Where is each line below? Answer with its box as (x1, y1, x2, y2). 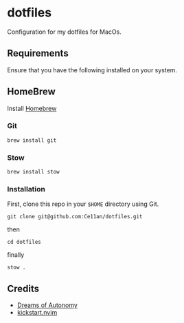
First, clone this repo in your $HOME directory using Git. (7, 200, 159, 208)
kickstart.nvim (16, 309, 58, 317)
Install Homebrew (7, 104, 57, 112)
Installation (7, 185, 46, 194)
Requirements (7, 48, 69, 59)
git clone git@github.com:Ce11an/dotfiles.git (7, 213, 143, 220)
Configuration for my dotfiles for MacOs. (7, 28, 122, 36)
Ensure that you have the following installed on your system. (7, 65, 177, 74)
